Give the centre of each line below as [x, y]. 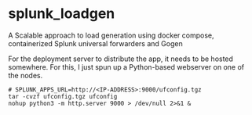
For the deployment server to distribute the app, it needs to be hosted [121, 59]
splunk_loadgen [62, 14]
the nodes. [26, 75]
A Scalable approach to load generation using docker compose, [111, 35]
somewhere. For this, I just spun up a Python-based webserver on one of [126, 66]
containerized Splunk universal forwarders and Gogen [95, 43]
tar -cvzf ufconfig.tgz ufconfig [63, 96]
